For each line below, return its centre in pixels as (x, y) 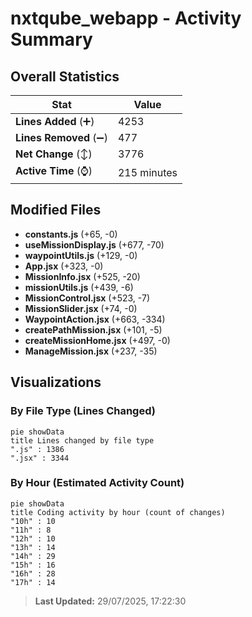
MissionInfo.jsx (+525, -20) (82, 276)
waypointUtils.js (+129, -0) (81, 255)
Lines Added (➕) (55, 121)
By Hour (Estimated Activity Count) (97, 483)
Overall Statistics (65, 76)
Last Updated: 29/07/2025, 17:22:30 (110, 601)
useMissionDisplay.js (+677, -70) (94, 244)
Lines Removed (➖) (61, 137)
